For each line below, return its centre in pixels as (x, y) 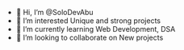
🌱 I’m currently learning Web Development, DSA (96, 29)
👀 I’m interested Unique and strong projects (88, 21)
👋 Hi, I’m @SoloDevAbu (55, 12)
